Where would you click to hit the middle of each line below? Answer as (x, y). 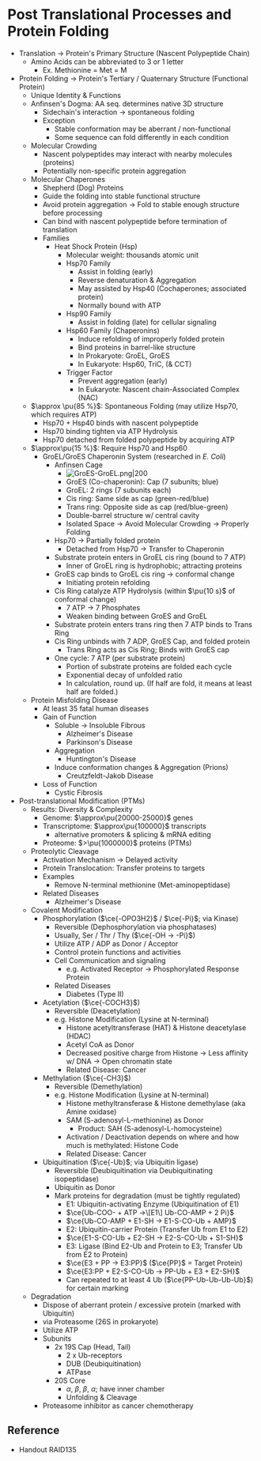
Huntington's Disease (101, 759)
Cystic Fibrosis (79, 792)
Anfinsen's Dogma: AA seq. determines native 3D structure (127, 104)
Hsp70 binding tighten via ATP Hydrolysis (110, 431)
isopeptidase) (77, 1179)
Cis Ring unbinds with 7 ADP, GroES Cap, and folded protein (152, 641)
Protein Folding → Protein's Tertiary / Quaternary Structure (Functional (133, 78)
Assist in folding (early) (115, 271)
